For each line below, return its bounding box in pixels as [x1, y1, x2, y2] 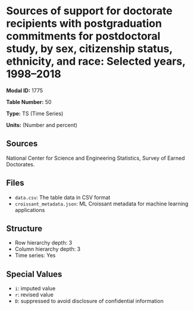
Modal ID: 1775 [6, 87, 43, 94]
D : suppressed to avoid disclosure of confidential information [14, 298, 164, 305]
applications [14, 206, 45, 213]
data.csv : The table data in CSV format [14, 194, 111, 201]
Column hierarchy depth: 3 [14, 245, 81, 253]
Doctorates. [6, 160, 35, 167]
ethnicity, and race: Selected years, [6, 55, 186, 68]
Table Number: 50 [6, 98, 52, 105]
